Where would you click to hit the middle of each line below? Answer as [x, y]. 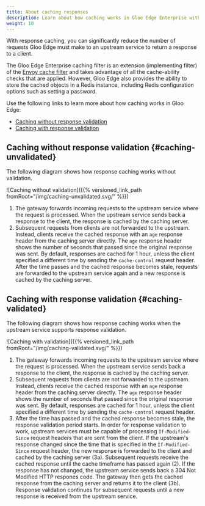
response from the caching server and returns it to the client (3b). [98, 483]
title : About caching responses [47, 12]
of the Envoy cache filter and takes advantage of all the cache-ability [93, 72]
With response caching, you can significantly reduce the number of [91, 41]
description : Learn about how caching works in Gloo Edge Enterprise [97, 18]
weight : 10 [20, 23]
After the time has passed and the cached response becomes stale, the [105, 418]
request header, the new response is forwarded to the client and [111, 451]
